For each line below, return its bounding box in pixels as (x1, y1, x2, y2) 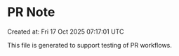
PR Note (7, 4, 55, 20)
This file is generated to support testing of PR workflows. (7, 41, 172, 49)
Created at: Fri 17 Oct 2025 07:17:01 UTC (7, 27, 124, 36)
